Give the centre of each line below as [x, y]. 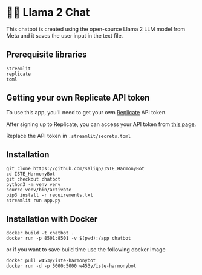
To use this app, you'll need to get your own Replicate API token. [87, 112]
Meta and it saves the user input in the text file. [65, 35]
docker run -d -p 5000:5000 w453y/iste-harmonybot [71, 266]
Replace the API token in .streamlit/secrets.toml [69, 136]
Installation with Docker [52, 219]
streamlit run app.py [34, 200]
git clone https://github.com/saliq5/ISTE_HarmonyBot [76, 169]
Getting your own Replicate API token [78, 98]
